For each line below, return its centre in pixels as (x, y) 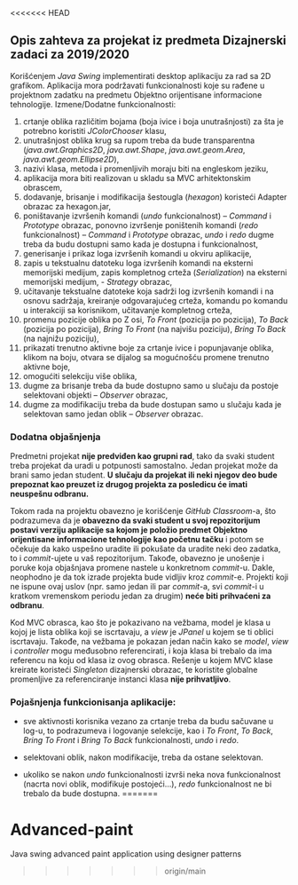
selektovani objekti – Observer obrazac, (95, 395)
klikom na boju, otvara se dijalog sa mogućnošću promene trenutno (146, 357)
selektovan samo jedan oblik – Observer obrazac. (113, 414)
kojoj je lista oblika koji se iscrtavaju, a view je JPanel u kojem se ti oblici (142, 632)
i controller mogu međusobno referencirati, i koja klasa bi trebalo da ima (141, 651)
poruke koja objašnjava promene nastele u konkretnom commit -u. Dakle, (143, 568)
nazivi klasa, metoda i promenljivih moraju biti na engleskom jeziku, (145, 169)
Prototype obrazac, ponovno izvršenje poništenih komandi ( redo (141, 225)
